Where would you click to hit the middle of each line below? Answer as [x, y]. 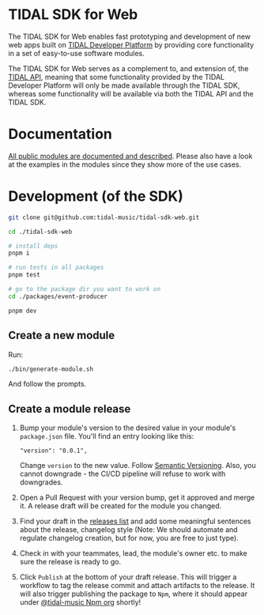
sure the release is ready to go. [70, 562]
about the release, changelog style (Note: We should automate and [129, 530]
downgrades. [41, 482]
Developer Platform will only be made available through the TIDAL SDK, [124, 85]
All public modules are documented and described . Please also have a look [130, 156]
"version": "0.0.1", [53, 451]
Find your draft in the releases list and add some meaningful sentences [135, 521]
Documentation [60, 134]
